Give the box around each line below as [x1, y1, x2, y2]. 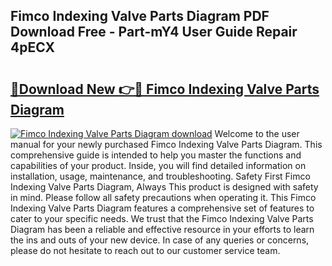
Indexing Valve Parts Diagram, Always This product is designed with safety [10, 181, 319, 193]
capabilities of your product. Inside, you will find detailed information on [10, 160, 307, 171]
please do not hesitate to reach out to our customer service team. [10, 245, 281, 256]
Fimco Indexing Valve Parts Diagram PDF [10, 8, 270, 25]
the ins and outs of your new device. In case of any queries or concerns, [10, 234, 310, 246]
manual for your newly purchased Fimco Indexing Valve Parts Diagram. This [10, 139, 323, 150]
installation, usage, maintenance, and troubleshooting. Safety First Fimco [10, 170, 311, 182]
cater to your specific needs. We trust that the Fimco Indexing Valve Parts [10, 213, 314, 224]
